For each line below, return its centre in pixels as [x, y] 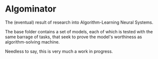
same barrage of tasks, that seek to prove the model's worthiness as [73, 37]
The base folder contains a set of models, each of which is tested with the [79, 31]
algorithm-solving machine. [32, 42]
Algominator [31, 9]
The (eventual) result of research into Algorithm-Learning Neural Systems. [79, 22]
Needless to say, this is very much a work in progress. [59, 51]
